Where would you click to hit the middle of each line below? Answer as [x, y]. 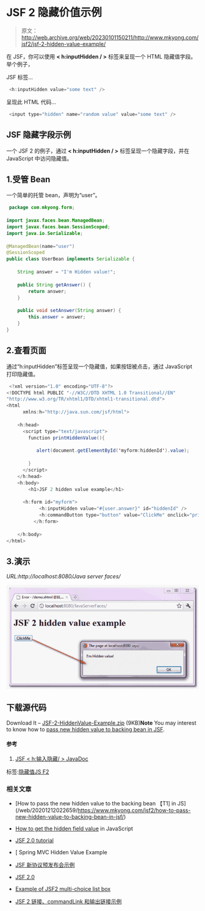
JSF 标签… [20, 77]
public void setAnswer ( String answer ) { [69, 311]
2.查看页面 [27, 351]
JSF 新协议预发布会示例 [45, 865]
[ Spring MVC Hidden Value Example [61, 852]
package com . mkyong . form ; [42, 208]
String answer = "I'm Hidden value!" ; [67, 272]
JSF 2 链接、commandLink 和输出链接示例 [68, 902]
